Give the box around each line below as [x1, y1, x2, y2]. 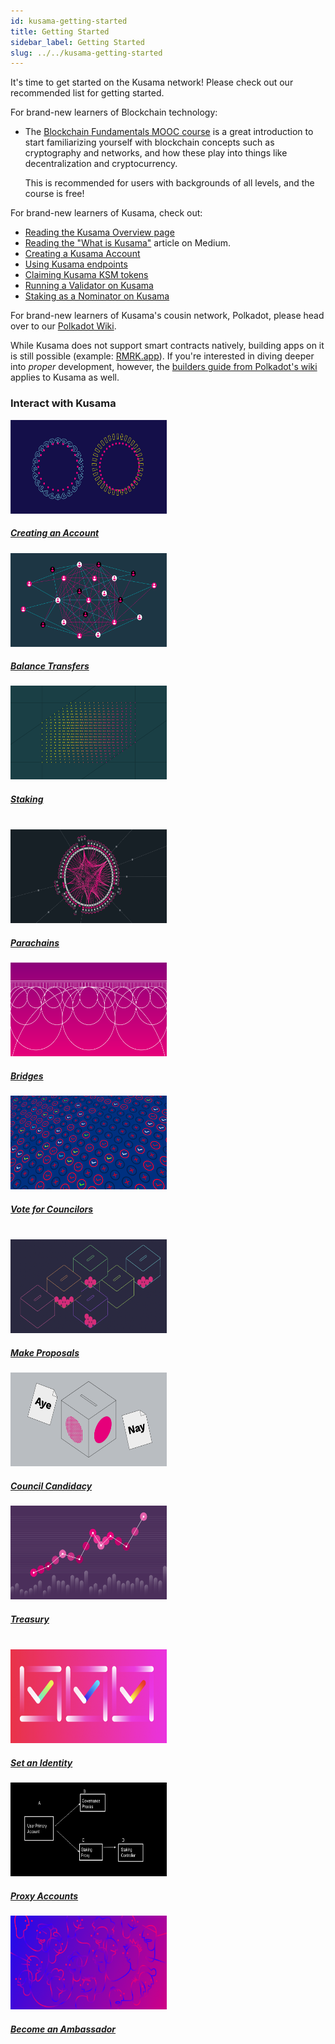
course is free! [24, 188, 85, 200]
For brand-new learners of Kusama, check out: [10, 207, 203, 219]
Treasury [10, 1613, 50, 1625]
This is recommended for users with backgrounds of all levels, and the [24, 177, 315, 189]
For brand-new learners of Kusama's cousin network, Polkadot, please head [10, 310, 325, 322]
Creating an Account [10, 527, 100, 539]
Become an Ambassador [10, 2023, 117, 2035]
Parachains [10, 937, 60, 949]
